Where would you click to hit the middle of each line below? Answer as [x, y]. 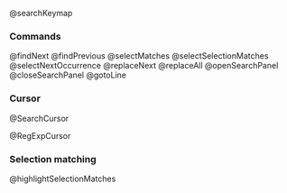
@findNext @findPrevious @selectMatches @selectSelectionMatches [139, 56]
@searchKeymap [41, 13]
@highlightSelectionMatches [63, 179]
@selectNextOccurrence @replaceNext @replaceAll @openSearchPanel [144, 66]
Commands [35, 36]
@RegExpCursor [40, 135]
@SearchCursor [39, 118]
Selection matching [53, 159]
